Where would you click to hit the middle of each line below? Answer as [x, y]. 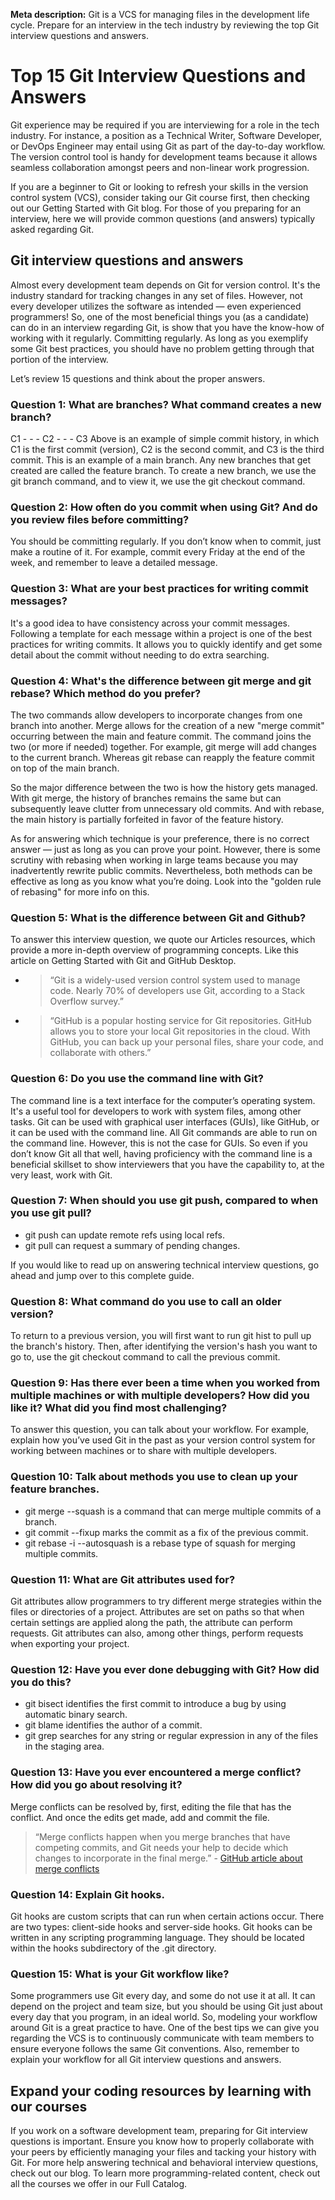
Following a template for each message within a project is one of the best [161, 633]
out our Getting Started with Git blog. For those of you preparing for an [156, 208]
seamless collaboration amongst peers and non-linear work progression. [160, 167]
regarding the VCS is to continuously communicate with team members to [162, 2038]
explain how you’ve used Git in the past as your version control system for [163, 1440]
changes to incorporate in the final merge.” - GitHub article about [168, 1858]
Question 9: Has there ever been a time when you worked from [165, 1383]
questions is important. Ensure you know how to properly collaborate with [162, 2141]
